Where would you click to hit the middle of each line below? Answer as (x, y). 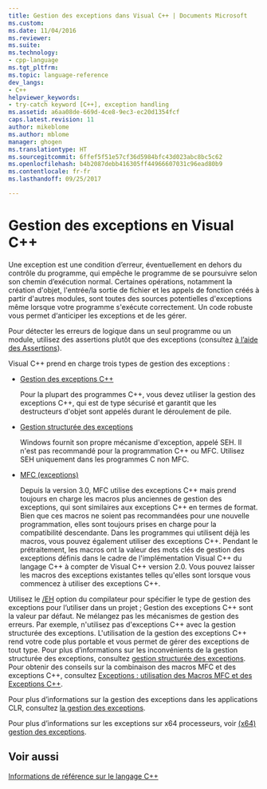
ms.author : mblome (39, 134)
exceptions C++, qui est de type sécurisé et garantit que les (118, 402)
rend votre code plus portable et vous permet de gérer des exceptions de (129, 641)
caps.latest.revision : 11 (51, 120)
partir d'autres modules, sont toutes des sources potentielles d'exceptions (130, 298)
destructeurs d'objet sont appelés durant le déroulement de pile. (126, 411)
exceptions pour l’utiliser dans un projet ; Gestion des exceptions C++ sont (131, 607)
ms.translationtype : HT (48, 149)
